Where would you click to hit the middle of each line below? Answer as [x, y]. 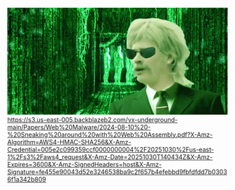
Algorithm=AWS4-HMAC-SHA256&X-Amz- [69, 142]
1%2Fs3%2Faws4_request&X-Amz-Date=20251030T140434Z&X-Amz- [110, 157]
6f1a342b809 [27, 179]
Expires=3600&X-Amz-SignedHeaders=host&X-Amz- [85, 164]
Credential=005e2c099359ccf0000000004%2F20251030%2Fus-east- [111, 149]
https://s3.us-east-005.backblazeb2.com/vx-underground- [93, 119]
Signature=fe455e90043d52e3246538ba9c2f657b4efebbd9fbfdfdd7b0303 [117, 172]
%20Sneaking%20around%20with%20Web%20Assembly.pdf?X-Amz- [110, 135]
